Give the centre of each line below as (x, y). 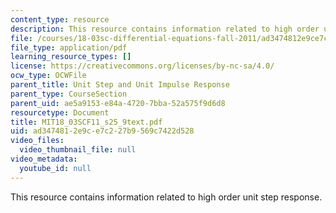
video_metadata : (44, 159)
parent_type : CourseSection (69, 94)
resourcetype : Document (60, 112)
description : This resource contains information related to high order (165, 29)
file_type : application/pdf (69, 47)
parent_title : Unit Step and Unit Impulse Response (120, 85)
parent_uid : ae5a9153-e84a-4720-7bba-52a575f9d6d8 (118, 103)
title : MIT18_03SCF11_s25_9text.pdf (86, 122)
